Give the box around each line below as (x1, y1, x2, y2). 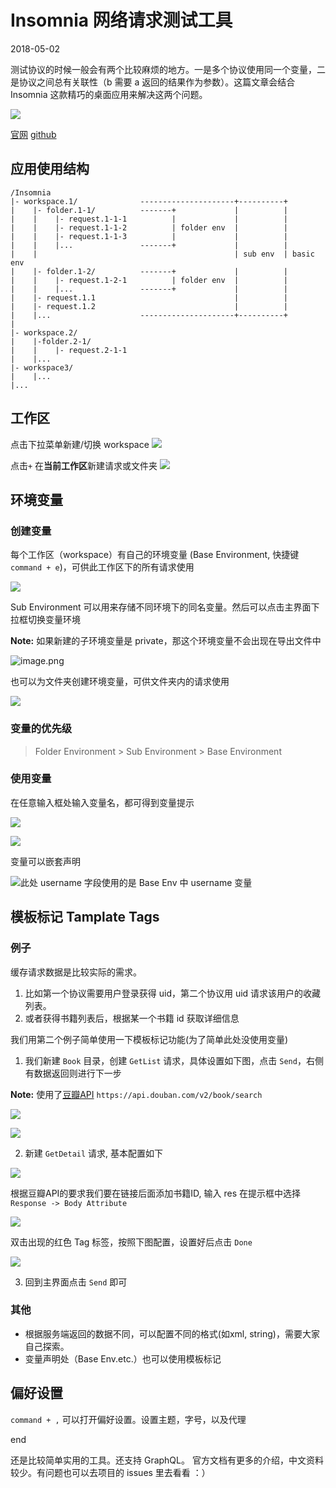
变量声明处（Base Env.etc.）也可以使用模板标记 (24, 1352, 222, 1365)
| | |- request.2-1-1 (10, 345, 128, 355)
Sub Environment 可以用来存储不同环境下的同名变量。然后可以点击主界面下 (10, 601, 320, 613)
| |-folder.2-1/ (10, 336, 92, 346)
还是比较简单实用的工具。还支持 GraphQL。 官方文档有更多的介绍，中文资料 (10, 1454, 324, 1466)
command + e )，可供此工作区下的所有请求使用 (10, 561, 195, 573)
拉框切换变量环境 (10, 614, 81, 626)
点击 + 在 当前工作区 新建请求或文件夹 (10, 459, 158, 471)
